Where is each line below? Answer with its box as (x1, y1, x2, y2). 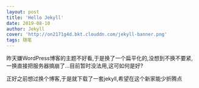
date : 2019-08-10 (6, 20, 51, 26)
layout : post (6, 8, 40, 15)
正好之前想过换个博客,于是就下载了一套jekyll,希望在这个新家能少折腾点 (6, 75, 183, 82)
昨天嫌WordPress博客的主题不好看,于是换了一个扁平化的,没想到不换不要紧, (6, 55, 194, 61)
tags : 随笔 (6, 37, 32, 43)
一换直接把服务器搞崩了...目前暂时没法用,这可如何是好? (6, 62, 144, 69)
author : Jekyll (6, 25, 45, 32)
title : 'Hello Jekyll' (6, 15, 64, 21)
